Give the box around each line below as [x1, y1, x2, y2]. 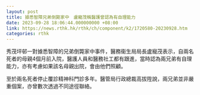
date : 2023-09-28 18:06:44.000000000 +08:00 [6, 20, 118, 26]
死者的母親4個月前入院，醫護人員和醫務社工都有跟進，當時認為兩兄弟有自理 [6, 55, 192, 62]
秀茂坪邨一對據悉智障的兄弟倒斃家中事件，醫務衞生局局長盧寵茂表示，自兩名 [6, 48, 194, 55]
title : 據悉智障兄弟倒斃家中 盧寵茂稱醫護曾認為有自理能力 [6, 14, 136, 20]
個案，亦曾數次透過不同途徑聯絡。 [11, 83, 95, 90]
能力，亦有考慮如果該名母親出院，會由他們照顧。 [6, 63, 126, 70]
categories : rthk [6, 31, 49, 37]
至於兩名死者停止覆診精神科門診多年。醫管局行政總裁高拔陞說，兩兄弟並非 [6, 75, 189, 83]
